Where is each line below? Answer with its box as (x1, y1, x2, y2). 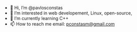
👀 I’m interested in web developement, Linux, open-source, (10, 10, 132, 16)
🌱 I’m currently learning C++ (10, 15, 69, 21)
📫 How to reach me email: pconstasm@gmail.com (10, 21, 115, 27)
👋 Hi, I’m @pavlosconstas (10, 5, 63, 10)
